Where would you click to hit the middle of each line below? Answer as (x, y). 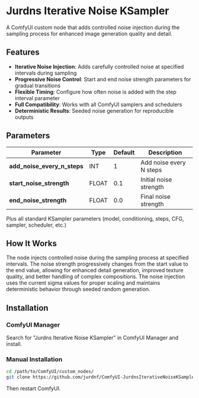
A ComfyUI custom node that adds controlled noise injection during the (93, 27)
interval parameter (37, 98)
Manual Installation (34, 359)
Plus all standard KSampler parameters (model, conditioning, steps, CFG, (95, 218)
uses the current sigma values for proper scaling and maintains (83, 283)
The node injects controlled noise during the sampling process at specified (97, 258)
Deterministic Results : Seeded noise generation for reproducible (94, 110)
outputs (24, 117)
